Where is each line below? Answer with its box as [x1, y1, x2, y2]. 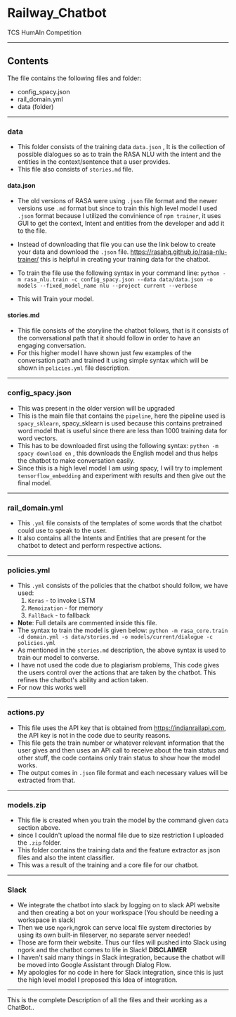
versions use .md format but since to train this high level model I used [17, 204, 218, 212]
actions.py [7, 708, 45, 717]
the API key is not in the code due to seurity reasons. [17, 731, 171, 739]
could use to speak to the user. [17, 526, 107, 535]
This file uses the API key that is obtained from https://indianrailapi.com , [17, 723, 226, 732]
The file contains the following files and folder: [7, 74, 142, 82]
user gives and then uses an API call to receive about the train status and [17, 746, 229, 754]
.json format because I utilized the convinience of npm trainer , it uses [17, 212, 221, 220]
